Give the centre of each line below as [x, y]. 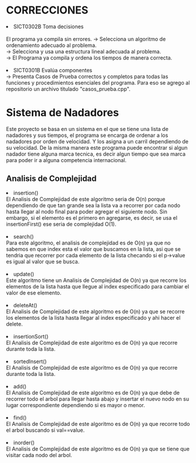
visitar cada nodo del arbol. [39, 455]
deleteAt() [26, 305]
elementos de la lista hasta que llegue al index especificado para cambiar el [98, 286]
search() [24, 236]
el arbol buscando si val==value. [45, 430]
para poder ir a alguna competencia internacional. [66, 160]
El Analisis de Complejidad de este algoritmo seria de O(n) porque [86, 199]
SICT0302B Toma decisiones [49, 26]
